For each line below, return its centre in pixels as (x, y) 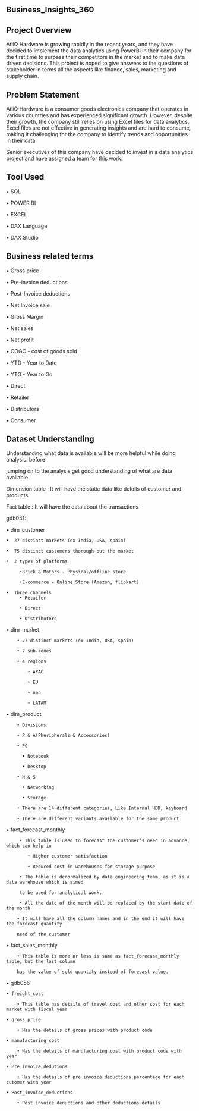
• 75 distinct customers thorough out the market (70, 551)
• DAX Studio (22, 237)
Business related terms (50, 256)
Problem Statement (43, 95)
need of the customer (43, 934)
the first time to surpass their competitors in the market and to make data (96, 57)
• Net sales (20, 328)
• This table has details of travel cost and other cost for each (101, 1005)
